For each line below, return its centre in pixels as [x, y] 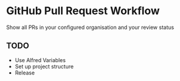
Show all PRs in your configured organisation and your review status [90, 27]
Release [25, 73]
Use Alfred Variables [40, 60]
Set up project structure [44, 66]
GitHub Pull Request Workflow [83, 11]
